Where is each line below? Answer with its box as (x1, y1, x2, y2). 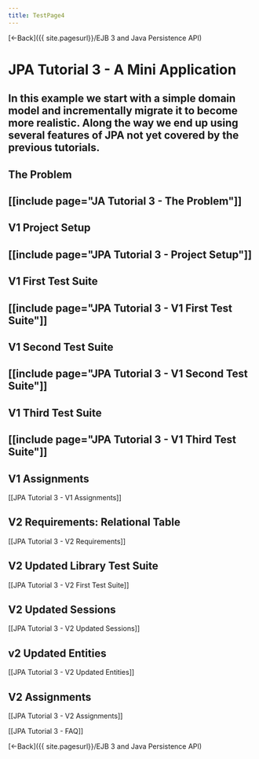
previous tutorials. (8, 141, 100, 154)
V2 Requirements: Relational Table (8, 516, 181, 529)
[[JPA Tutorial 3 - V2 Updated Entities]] (8, 668, 135, 677)
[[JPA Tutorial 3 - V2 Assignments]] (8, 711, 123, 720)
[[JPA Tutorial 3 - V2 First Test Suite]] (8, 580, 129, 590)
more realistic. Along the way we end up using (8, 116, 239, 130)
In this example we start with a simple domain (8, 92, 236, 105)
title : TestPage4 (8, 11, 65, 20)
